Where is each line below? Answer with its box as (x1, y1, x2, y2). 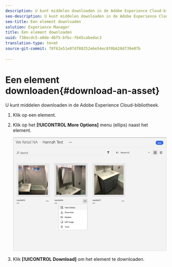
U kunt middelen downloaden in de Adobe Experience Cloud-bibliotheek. (5, 102, 160, 108)
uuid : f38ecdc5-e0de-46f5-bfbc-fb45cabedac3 (5, 35, 102, 40)
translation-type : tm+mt (5, 41, 58, 46)
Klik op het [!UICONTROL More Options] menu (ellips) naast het (12, 122, 148, 128)
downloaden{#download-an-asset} (5, 85, 160, 97)
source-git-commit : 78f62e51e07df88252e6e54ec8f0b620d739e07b (5, 46, 141, 51)
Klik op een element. (12, 112, 56, 118)
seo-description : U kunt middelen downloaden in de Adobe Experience (5, 13, 157, 19)
